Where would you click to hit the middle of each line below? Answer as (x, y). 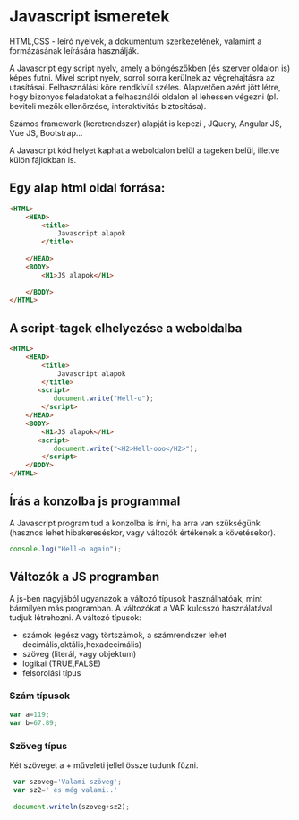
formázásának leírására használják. (74, 50)
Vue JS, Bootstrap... (46, 132)
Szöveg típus (38, 746)
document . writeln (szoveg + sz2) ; (71, 807)
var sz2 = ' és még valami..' (65, 790)
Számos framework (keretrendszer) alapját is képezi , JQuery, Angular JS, (145, 124)
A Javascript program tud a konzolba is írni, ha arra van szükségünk (135, 523)
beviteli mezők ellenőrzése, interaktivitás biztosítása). (108, 106)
